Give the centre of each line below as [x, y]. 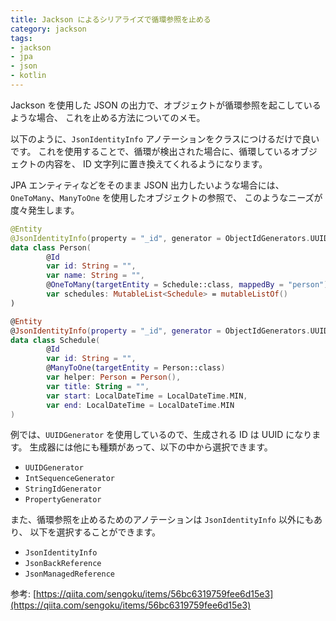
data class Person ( [51, 247]
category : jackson [48, 29]
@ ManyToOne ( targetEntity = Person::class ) [136, 368]
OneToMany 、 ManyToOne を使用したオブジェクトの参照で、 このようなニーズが [166, 197]
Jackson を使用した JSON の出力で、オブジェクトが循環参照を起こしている [166, 105]
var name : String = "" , [95, 276]
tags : [21, 38]
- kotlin [28, 76]
